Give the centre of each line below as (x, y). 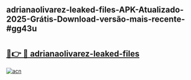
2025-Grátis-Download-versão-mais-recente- (96, 20)
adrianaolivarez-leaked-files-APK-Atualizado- (95, 10)
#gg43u (22, 29)
